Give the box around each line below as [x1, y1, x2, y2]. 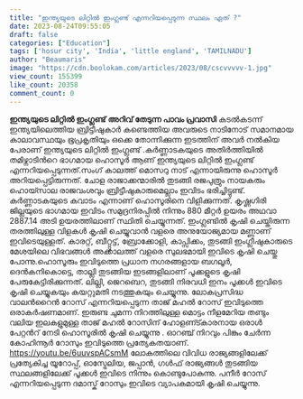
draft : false [9, 30, 59, 39]
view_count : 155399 [9, 72, 83, 81]
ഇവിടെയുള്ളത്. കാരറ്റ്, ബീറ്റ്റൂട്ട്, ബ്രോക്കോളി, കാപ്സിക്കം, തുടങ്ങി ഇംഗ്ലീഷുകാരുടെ [9, 236, 293, 246]
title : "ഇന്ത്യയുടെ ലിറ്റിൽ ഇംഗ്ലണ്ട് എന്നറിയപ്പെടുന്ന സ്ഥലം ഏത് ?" [9, 13, 242, 23]
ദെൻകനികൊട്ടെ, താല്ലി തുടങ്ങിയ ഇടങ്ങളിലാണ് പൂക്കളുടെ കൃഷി [9, 265, 241, 276]
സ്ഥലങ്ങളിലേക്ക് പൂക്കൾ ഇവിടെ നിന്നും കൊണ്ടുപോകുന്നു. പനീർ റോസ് [9, 367, 267, 378]
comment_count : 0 [9, 88, 75, 97]
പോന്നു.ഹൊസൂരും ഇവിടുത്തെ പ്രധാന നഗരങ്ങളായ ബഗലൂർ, [9, 255, 233, 266]
